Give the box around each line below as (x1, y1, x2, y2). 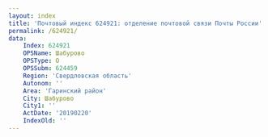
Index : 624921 (23, 42, 70, 50)
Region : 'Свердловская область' (23, 72, 132, 80)
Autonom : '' (23, 79, 63, 87)
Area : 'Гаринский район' (23, 86, 107, 95)
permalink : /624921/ (8, 27, 79, 35)
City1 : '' (23, 102, 57, 110)
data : (8, 34, 27, 43)
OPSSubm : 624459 (23, 64, 79, 73)
